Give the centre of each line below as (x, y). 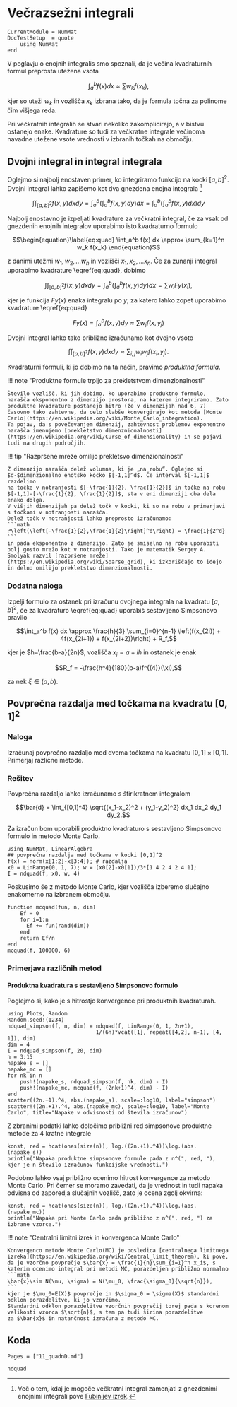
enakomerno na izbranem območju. (59, 894)
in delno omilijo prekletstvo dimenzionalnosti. (80, 568)
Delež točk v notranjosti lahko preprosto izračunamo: (90, 519)
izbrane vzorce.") (34, 1225)
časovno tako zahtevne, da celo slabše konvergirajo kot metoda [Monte (115, 412)
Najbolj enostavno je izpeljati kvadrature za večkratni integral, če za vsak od (118, 218)
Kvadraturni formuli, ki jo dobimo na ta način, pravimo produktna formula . (114, 367)
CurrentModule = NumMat (42, 32)
